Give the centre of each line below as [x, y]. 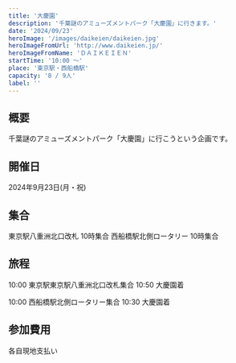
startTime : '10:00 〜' [45, 61]
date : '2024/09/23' [41, 31]
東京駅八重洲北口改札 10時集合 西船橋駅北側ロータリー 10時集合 [114, 236]
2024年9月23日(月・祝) [47, 188]
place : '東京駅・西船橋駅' [49, 68]
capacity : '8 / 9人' [42, 76]
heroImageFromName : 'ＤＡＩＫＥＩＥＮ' [70, 53]
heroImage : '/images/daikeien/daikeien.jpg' [84, 38]
